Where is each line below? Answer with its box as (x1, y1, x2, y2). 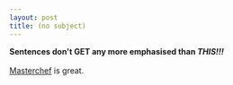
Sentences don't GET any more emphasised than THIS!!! (9, 46, 225, 56)
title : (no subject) (9, 21, 87, 30)
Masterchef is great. (9, 64, 85, 76)
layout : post (9, 13, 58, 22)
